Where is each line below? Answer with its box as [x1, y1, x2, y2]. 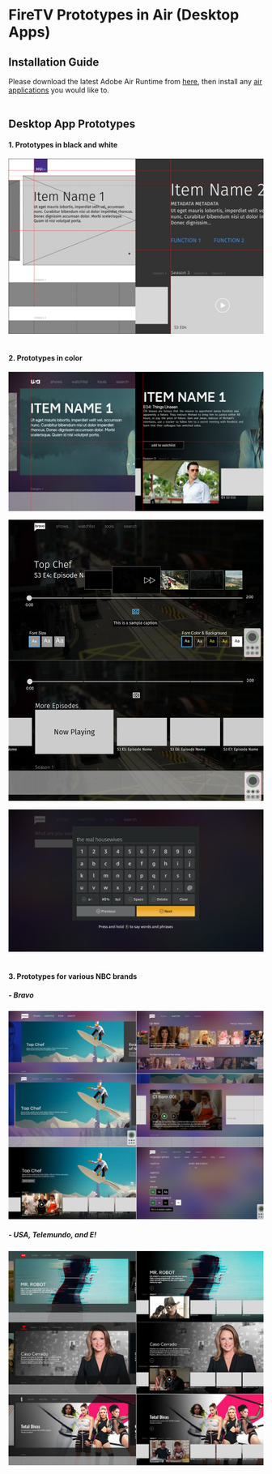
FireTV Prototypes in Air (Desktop [8, 6, 240, 24]
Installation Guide [8, 55, 100, 69]
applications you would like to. [8, 85, 109, 95]
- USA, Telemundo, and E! [8, 1230, 97, 1240]
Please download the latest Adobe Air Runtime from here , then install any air [8, 77, 263, 86]
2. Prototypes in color [8, 353, 83, 363]
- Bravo [8, 990, 34, 1000]
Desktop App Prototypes [8, 117, 136, 131]
